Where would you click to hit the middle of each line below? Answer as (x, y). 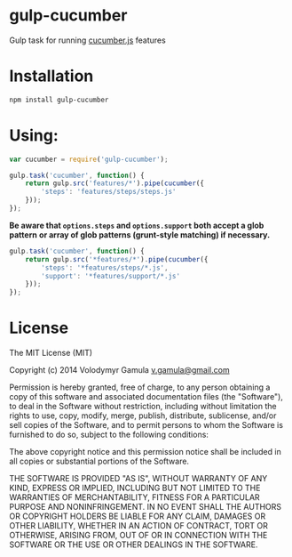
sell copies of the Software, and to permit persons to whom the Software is (146, 425)
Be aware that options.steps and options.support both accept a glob (137, 225)
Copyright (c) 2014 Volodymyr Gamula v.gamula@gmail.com (119, 370)
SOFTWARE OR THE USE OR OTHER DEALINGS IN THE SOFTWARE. (134, 545)
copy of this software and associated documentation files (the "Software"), (146, 397)
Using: (34, 135)
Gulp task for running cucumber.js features (87, 40)
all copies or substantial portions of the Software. (99, 461)
